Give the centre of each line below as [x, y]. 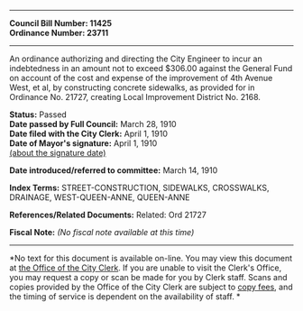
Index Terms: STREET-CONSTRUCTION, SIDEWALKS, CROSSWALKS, [139, 188]
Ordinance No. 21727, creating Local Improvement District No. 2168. [135, 97]
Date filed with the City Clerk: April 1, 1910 [89, 133]
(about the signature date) [58, 153]
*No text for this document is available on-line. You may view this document [151, 258]
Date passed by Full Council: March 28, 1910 [93, 124]
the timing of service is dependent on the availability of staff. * [125, 297]
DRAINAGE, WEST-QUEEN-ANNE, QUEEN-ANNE [100, 197]
